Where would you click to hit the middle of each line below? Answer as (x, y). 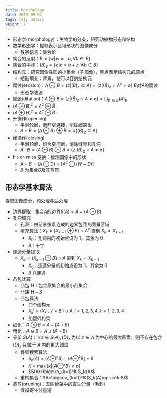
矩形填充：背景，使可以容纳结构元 (56, 78)
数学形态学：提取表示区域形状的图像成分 (55, 46)
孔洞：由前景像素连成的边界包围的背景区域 (65, 224)
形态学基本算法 (29, 187)
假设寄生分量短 (36, 390)
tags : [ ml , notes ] (25, 19)
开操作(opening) (30, 118)
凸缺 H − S (31, 291)
